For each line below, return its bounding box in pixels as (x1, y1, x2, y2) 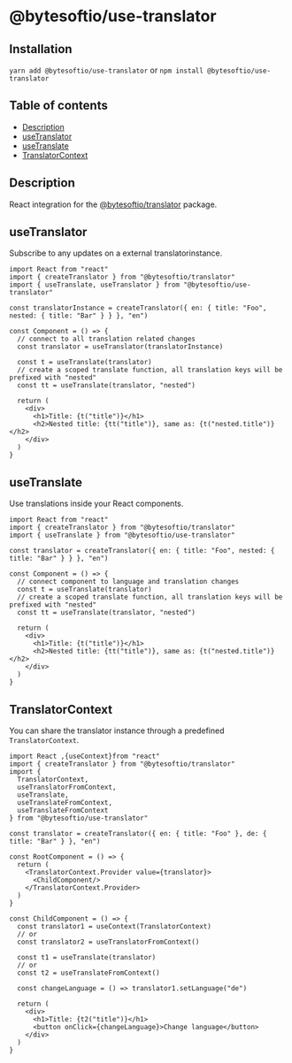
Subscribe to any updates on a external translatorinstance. (9, 248, 223, 258)
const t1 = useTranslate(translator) (17, 953, 157, 962)
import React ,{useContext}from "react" (9, 752, 161, 761)
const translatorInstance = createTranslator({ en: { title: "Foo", (9, 303, 267, 313)
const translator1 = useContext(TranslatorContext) (17, 922, 212, 931)
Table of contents (9, 98, 108, 113)
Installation (9, 42, 73, 57)
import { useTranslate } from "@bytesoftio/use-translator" (9, 531, 236, 540)
